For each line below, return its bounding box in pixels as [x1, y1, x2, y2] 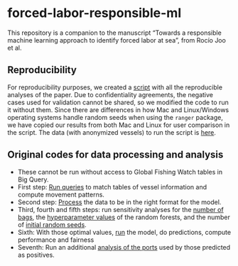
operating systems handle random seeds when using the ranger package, [7, 113, 224, 121]
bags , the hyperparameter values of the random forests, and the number [17, 213, 231, 221]
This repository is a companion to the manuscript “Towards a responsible [7, 28, 222, 37]
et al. [7, 43, 22, 52]
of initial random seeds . [17, 220, 87, 228]
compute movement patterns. [17, 190, 105, 199]
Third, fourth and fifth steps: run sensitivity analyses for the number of [17, 205, 224, 214]
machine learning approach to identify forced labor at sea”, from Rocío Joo [7, 35, 226, 44]
